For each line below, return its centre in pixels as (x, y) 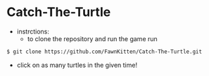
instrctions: (33, 31)
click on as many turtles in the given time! (77, 65)
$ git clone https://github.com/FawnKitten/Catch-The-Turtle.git (104, 52)
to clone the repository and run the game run (92, 38)
